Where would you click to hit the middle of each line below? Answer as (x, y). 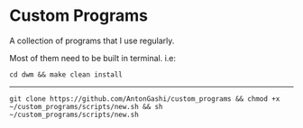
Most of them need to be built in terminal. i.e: (93, 58)
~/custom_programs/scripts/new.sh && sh (87, 106)
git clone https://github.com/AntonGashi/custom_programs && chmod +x (145, 99)
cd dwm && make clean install (66, 74)
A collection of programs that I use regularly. (92, 41)
